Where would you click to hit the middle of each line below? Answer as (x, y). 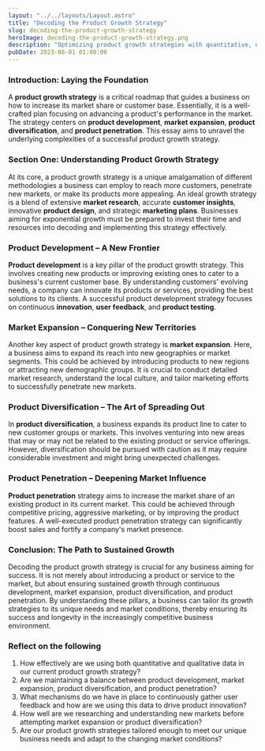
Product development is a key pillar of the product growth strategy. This (126, 265)
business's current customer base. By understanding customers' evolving (128, 281)
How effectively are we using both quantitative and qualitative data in (132, 663)
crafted (20, 114)
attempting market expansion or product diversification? (111, 722)
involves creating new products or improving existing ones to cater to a (123, 273)
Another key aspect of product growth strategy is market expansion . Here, (130, 345)
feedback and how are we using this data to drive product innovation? (133, 705)
